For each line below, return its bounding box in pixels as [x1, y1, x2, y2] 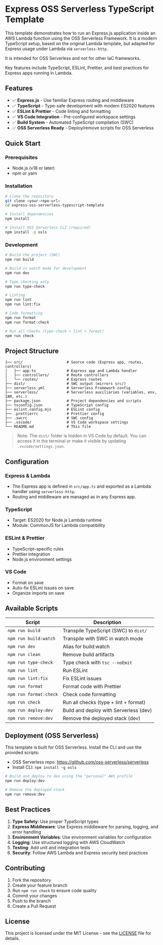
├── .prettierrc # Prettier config [5, 411, 105, 417]
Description [93, 619, 122, 626]
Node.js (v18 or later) [12, 165, 55, 171]
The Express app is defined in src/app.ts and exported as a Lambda [12, 483, 151, 489]
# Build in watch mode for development [5, 266, 87, 271]
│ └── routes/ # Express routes [5, 377, 102, 382]
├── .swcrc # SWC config [5, 416, 93, 420]
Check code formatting [62, 691, 116, 698]
